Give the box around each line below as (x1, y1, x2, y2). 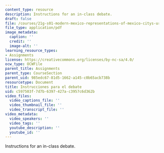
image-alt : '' (9, 44, 38, 48)
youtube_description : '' (9, 125, 60, 130)
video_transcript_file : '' (9, 107, 64, 112)
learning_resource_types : (5, 48, 58, 53)
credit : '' (9, 39, 32, 44)
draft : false (5, 16, 32, 21)
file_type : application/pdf (5, 25, 62, 30)
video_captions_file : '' (9, 98, 60, 103)
